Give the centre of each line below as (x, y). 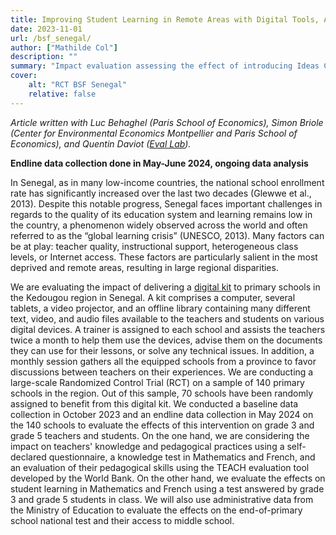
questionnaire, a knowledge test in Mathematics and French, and (182, 457)
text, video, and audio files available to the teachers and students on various (167, 318)
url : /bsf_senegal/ (51, 38)
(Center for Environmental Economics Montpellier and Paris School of (154, 133)
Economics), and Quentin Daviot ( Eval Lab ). (101, 143)
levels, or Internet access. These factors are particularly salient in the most (164, 257)
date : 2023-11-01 (46, 29)
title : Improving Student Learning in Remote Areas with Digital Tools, (165, 19)
